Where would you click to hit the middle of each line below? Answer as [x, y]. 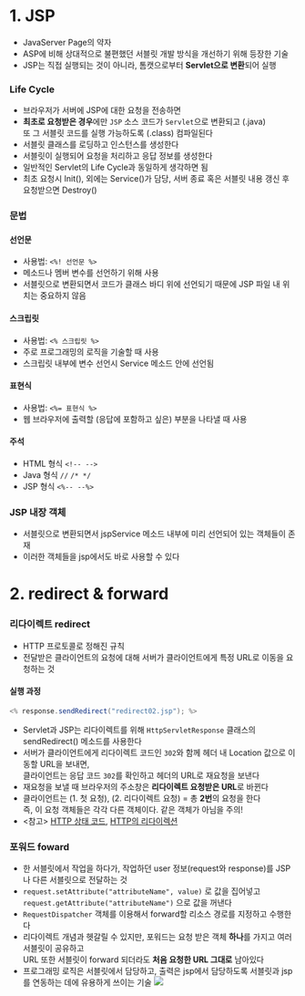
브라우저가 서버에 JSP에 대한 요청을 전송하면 [102, 110]
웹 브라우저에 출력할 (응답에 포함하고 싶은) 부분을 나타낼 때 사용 [135, 419]
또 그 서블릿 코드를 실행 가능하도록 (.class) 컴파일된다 [118, 133]
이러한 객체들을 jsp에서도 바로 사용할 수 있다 [101, 556]
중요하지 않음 [63, 296]
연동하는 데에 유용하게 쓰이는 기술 [92, 982]
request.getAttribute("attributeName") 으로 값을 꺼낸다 [127, 903]
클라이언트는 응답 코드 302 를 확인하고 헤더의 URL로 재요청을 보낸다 [141, 775]
